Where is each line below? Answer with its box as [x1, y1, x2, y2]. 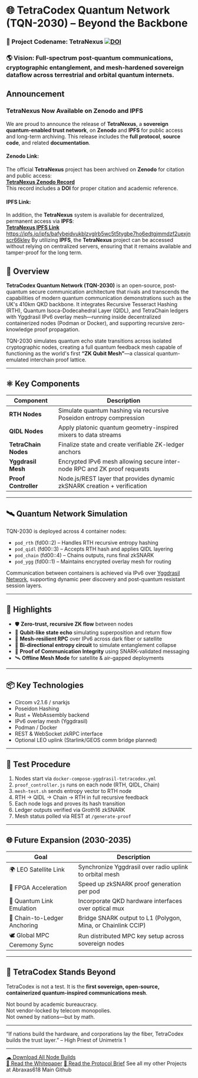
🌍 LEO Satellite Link [9, 866, 65, 874]
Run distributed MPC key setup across [78, 932, 184, 940]
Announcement [6, 89, 65, 99]
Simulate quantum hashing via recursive [58, 406, 169, 415]
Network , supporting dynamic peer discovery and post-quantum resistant [6, 575, 186, 582]
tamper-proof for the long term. [6, 249, 82, 256]
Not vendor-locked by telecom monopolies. [6, 1006, 111, 1014]
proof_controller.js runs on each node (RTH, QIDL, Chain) [14, 781, 160, 788]
